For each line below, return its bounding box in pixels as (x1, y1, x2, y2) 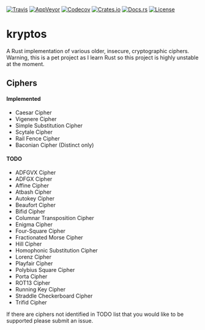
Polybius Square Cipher (15, 266, 75, 273)
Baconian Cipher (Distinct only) (15, 141, 94, 148)
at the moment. (6, 60, 45, 67)
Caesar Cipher (15, 109, 52, 116)
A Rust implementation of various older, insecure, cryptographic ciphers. (6, 47, 190, 54)
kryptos (6, 28, 47, 41)
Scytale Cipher (15, 128, 53, 136)
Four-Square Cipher (15, 227, 66, 235)
